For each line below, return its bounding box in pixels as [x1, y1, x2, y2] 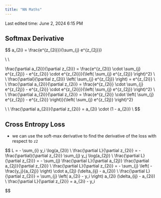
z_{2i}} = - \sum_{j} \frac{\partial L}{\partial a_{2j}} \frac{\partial [22, 158, 149, 164]
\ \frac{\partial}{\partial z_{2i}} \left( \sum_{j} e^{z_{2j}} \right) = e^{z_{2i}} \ [5, 76, 156, 82]
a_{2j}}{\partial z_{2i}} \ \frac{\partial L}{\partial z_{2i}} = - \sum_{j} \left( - [5, 163, 152, 169]
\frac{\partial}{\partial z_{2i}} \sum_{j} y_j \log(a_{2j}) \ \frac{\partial [5, 153, 140, 159]
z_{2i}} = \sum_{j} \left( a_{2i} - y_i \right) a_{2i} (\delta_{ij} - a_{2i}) [22, 173, 156, 179]
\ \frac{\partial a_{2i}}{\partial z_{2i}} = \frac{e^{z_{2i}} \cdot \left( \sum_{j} [5, 91, 154, 97]
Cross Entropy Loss [5, 120, 65, 128]
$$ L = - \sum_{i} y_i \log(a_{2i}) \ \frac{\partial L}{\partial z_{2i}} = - [5, 148, 141, 153]
